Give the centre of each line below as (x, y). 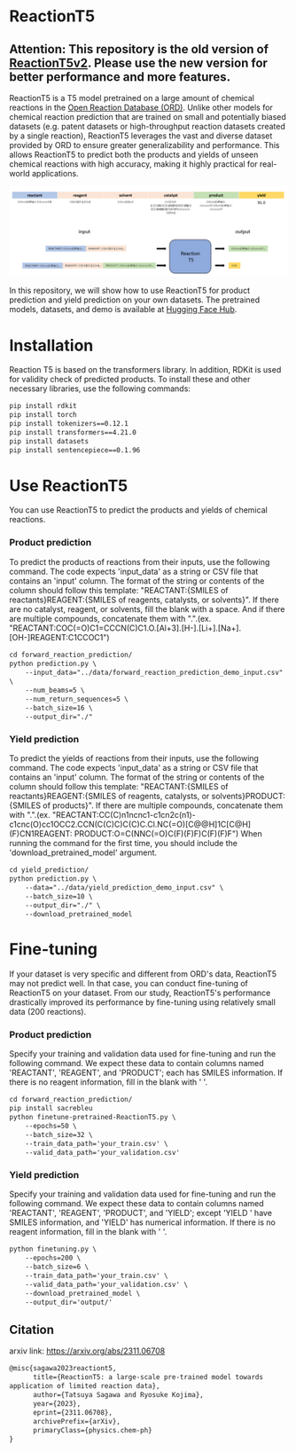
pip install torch (43, 415)
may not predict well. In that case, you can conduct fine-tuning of (129, 983)
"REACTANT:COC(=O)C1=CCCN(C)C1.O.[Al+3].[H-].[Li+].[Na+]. (125, 628)
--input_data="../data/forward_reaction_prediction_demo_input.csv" (154, 672)
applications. (55, 173)
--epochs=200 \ (53, 1258)
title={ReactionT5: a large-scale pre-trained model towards (148, 1377)
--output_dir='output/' (69, 1303)
